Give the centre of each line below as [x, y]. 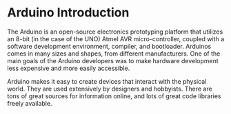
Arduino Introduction [68, 13]
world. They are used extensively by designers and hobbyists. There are [110, 89]
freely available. [30, 103]
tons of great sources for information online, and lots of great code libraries [114, 96]
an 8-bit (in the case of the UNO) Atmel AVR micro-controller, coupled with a [116, 38]
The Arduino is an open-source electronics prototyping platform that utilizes [115, 32]
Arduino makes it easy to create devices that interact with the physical [107, 81]
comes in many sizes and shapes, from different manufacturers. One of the [114, 54]
